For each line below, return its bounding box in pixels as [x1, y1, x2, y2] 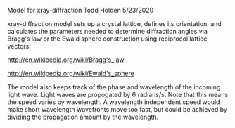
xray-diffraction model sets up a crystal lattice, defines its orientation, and [7, 20, 222, 27]
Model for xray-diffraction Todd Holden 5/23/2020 [7, 6, 154, 14]
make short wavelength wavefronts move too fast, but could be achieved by [7, 105, 227, 113]
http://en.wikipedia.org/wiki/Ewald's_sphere [7, 70, 135, 77]
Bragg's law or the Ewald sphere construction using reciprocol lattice [7, 34, 208, 43]
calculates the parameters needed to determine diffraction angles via [7, 27, 208, 35]
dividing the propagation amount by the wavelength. [7, 113, 159, 121]
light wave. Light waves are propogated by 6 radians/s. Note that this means [7, 91, 229, 98]
